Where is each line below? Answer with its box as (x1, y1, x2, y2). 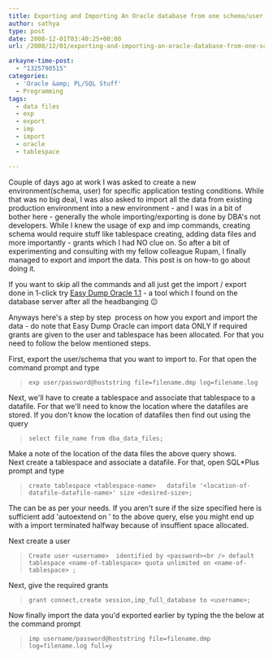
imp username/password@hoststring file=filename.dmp (28, 634, 211, 643)
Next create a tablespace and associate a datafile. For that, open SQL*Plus (8, 457, 260, 467)
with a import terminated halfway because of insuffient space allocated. (8, 520, 249, 529)
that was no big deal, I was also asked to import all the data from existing (8, 194, 253, 204)
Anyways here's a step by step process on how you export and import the (8, 312, 258, 322)
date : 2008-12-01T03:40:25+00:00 (8, 34, 122, 43)
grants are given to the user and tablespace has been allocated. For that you (8, 329, 264, 339)
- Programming (15, 87, 63, 95)
